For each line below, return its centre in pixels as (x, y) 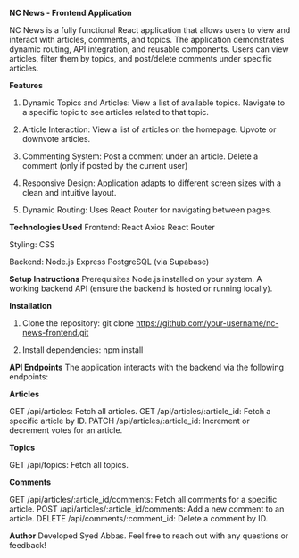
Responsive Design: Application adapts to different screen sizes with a (152, 183)
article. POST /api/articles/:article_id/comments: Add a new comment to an (147, 509)
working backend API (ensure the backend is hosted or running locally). (141, 288)
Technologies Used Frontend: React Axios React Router (112, 227)
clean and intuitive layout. (69, 192)
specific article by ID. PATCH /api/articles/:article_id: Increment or (129, 421)
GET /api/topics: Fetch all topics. (69, 465)
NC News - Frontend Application (71, 13)
